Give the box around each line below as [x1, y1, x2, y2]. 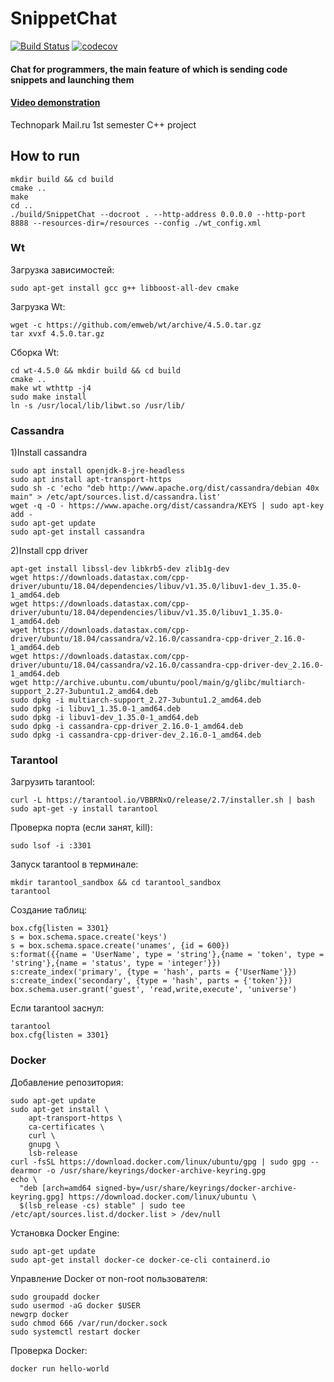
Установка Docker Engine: [10, 1227, 120, 1239]
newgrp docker [10, 1309, 70, 1319]
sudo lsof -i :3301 [10, 841, 92, 851]
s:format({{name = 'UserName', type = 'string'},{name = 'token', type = [10, 950, 325, 960]
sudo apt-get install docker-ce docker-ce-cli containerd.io [10, 1255, 271, 1265]
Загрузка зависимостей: [10, 263, 115, 276]
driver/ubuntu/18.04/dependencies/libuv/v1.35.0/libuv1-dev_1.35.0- [10, 582, 302, 592]
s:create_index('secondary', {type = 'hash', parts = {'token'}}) [10, 976, 293, 986]
